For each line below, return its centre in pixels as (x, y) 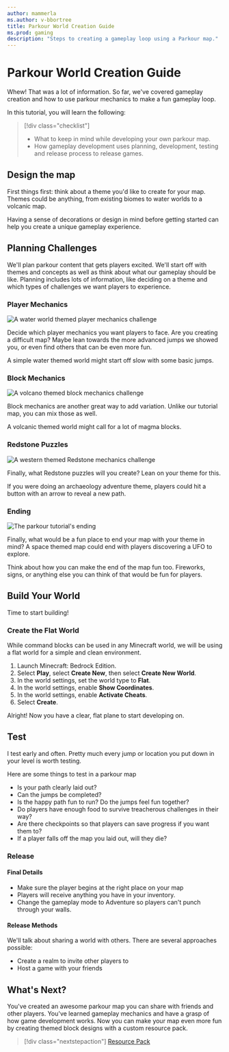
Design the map (41, 175)
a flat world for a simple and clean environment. (74, 652)
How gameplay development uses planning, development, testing (126, 146)
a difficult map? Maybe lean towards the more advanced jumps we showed (113, 339)
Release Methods (32, 925)
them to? (29, 831)
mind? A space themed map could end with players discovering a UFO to (110, 546)
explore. (19, 554)
